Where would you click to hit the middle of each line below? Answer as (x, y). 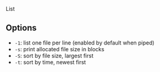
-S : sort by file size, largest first (54, 56)
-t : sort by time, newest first (50, 62)
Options (21, 28)
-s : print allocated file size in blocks (59, 49)
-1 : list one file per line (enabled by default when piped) (85, 43)
